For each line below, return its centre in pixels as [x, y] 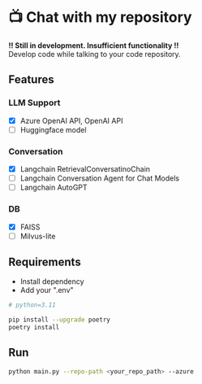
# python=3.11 [32, 305]
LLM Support [34, 103]
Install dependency [52, 281]
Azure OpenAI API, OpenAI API [71, 120]
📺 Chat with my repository [100, 17]
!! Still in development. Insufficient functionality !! [94, 45]
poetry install [34, 328]
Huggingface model [53, 129]
